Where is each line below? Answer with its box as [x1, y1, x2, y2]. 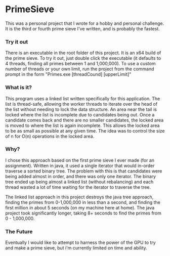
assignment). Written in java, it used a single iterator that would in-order [5, 162, 155, 168]
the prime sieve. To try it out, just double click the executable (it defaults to [5, 55, 161, 61]
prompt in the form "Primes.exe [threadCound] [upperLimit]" [5, 71, 132, 77]
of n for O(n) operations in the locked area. [5, 133, 95, 139]
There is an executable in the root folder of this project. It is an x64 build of [5, 50, 161, 56]
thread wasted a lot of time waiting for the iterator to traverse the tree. [5, 184, 151, 190]
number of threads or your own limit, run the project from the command [5, 66, 154, 72]
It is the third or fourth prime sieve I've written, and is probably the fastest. [5, 25, 160, 31]
